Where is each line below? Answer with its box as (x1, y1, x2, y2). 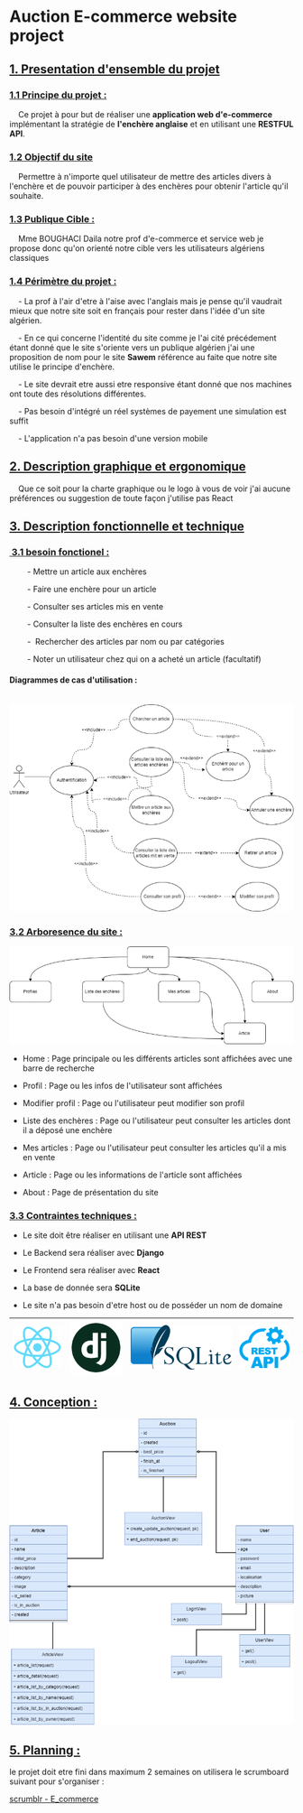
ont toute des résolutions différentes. (9, 388, 147, 399)
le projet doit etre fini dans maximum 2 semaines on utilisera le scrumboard (9, 1766, 289, 1777)
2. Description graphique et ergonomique (9, 459, 246, 475)
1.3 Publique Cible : (9, 213, 96, 226)
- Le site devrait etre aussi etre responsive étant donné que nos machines (17, 378, 292, 389)
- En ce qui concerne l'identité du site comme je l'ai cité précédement (17, 332, 277, 343)
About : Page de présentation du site (22, 1186, 160, 1197)
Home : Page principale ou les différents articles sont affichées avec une (22, 1053, 293, 1064)
